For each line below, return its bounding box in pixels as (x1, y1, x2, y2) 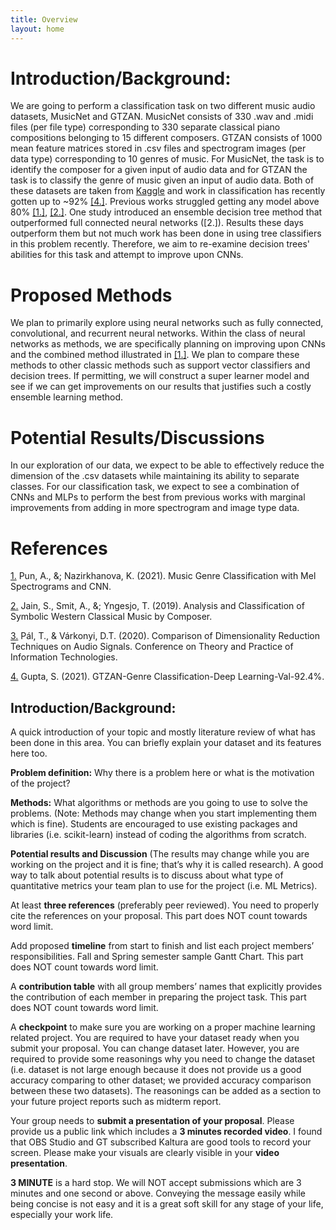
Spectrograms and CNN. (10, 581, 112, 593)
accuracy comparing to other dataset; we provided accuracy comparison (10, 1074, 312, 1086)
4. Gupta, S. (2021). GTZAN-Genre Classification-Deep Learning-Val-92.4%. (10, 671, 325, 683)
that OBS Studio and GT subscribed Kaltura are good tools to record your (10, 1136, 312, 1148)
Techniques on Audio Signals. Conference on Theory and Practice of (10, 641, 294, 653)
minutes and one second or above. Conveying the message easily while (10, 1187, 306, 1200)
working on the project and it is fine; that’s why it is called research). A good (10, 859, 324, 871)
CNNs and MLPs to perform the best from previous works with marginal (10, 491, 306, 503)
